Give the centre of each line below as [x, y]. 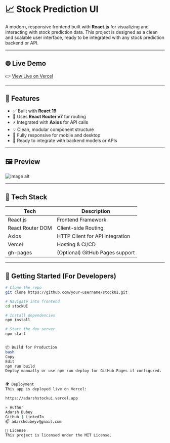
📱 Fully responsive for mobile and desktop [56, 135]
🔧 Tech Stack [26, 197]
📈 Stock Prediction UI [52, 9]
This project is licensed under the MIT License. [59, 435]
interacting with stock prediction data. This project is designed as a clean [81, 32]
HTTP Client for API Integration [94, 236]
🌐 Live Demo [26, 63]
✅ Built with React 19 [34, 111]
